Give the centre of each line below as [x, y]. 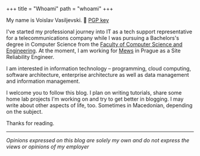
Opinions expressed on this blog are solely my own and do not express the [98, 140]
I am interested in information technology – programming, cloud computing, [99, 68]
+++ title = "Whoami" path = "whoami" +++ [60, 9]
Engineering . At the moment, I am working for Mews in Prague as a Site [93, 51]
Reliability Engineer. [30, 57]
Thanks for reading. [30, 123]
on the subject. [24, 112]
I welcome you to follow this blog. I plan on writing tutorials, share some [94, 93]
